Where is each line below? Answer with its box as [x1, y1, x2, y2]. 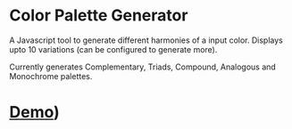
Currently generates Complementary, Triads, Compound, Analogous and [9, 61, 277, 72]
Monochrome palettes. [9, 70, 93, 81]
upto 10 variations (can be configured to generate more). [9, 44, 218, 54]
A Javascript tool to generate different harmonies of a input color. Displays [9, 35, 283, 45]
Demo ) [9, 102, 60, 123]
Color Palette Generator [9, 5, 188, 26]
